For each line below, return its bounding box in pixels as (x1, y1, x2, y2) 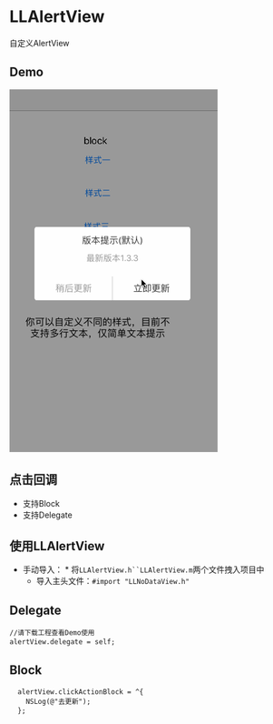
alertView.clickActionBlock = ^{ (17, 688, 144, 697)
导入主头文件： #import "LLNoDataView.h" (35, 576, 190, 587)
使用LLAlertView (9, 538, 105, 554)
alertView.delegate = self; (9, 638, 116, 647)
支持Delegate (22, 509, 73, 520)
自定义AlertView (9, 37, 70, 48)
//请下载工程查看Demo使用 (9, 628, 95, 638)
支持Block (22, 498, 61, 508)
